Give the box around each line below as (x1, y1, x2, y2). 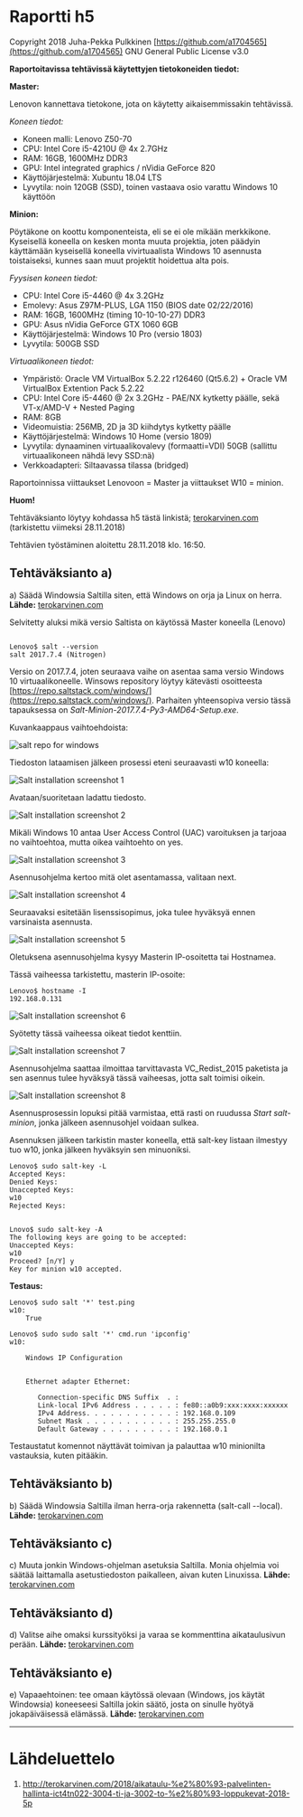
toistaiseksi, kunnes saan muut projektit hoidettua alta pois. (9, 255, 230, 266)
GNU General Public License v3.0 (124, 45, 250, 56)
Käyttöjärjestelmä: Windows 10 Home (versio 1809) (22, 431, 212, 441)
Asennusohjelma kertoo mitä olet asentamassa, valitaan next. (9, 871, 237, 883)
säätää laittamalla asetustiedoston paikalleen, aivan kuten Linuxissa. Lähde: (9, 1569, 290, 1580)
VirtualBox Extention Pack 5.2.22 (22, 383, 145, 393)
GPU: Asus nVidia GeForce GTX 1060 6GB (22, 318, 179, 329)
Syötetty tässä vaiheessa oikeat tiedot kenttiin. (9, 1027, 182, 1038)
